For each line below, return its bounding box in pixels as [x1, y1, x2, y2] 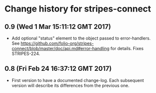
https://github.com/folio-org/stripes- [20, 40, 94, 46]
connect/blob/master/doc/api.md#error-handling [11, 46, 110, 51]
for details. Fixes [110, 46, 144, 51]
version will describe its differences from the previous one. [11, 82, 130, 88]
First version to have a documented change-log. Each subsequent [11, 77, 144, 83]
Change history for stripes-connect [4, 3, 151, 14]
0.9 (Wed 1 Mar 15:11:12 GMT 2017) [4, 23, 111, 31]
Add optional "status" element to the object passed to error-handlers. [11, 35, 151, 41]
